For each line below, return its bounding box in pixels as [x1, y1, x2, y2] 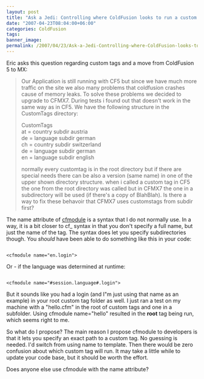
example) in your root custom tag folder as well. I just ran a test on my [6, 297, 181, 304]
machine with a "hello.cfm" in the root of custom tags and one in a [6, 303, 172, 310]
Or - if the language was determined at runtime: [6, 263, 126, 270]
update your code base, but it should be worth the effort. [6, 354, 149, 361]
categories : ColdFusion [6, 25, 67, 32]
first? [21, 204, 35, 211]
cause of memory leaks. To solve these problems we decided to [21, 90, 182, 98]
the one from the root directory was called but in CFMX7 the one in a [21, 184, 193, 192]
